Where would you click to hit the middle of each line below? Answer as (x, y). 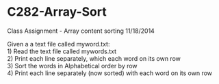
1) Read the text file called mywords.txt (62, 51)
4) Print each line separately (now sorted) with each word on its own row (110, 73)
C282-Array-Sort (57, 12)
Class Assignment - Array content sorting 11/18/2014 (81, 31)
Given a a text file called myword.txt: (59, 44)
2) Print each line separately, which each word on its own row (94, 58)
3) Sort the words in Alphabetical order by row (73, 66)
